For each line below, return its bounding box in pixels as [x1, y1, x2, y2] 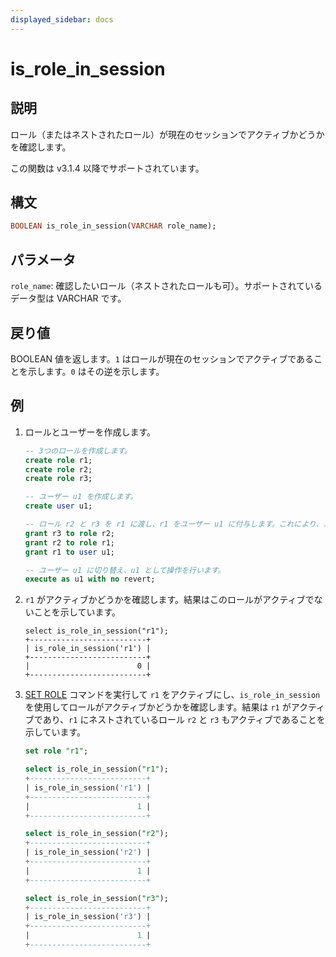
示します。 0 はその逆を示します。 [27, 365, 165, 377]
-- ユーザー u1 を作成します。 [24, 492, 138, 502]
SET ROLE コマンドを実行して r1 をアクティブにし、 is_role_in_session [24, 689, 321, 701]
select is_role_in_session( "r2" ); [24, 829, 169, 839]
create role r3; [24, 474, 93, 484]
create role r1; [24, 455, 93, 465]
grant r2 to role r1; [24, 537, 116, 548]
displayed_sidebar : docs [10, 14, 114, 25]
